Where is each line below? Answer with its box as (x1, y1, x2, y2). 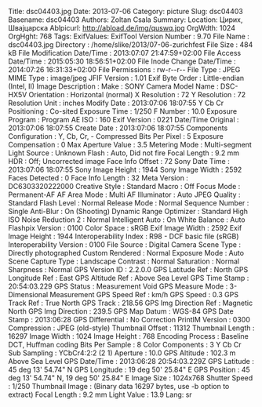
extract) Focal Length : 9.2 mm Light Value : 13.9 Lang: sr (8, 390, 192, 399)
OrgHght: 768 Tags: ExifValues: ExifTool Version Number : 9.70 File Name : (8, 31, 249, 41)
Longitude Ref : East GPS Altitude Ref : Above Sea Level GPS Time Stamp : (8, 274, 249, 282)
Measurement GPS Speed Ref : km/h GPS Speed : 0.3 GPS (49, 290, 239, 299)
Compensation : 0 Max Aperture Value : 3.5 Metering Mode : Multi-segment (8, 140, 253, 149)
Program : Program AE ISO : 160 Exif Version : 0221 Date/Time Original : (8, 115, 239, 124)
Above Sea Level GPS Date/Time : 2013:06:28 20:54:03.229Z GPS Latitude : (8, 357, 255, 365)
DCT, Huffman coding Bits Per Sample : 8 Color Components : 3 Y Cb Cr (8, 340, 242, 349)
